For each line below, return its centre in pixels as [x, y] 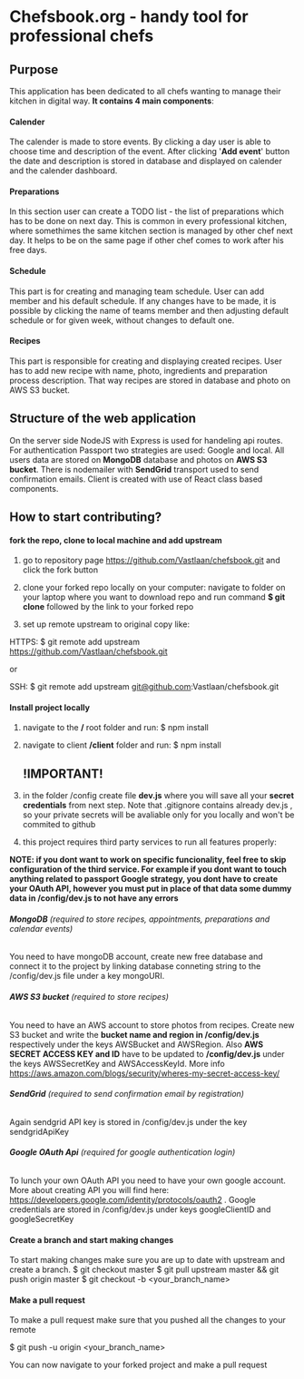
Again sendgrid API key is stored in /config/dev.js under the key [128, 1121]
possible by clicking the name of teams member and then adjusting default [149, 310]
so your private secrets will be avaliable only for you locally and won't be [158, 815]
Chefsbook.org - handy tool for [129, 17]
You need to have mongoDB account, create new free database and [136, 957]
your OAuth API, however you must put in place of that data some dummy [151, 889]
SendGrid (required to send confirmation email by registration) [127, 1094]
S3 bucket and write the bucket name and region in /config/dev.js [135, 1034]
